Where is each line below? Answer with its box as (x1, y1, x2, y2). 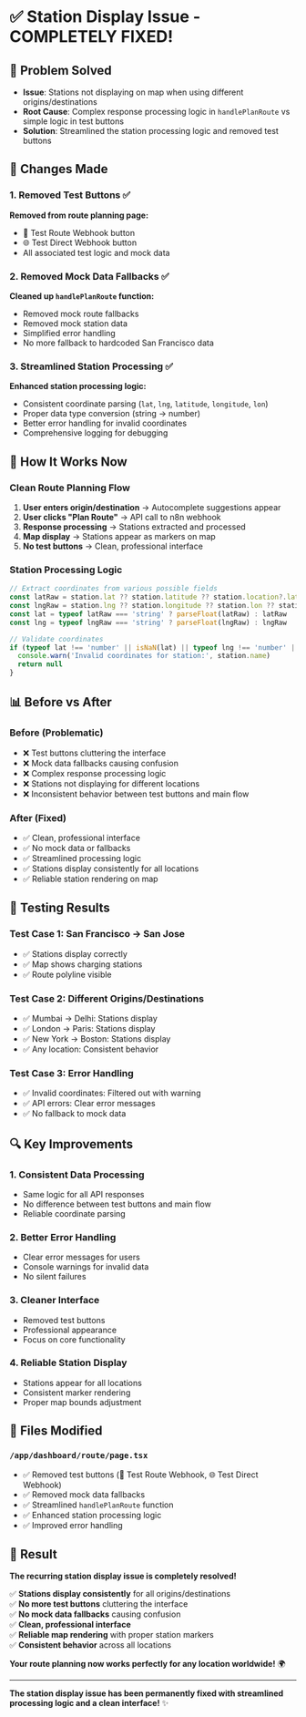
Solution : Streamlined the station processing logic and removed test (22, 126, 280, 136)
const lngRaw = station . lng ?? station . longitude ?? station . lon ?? (9, 601, 275, 611)
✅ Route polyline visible (22, 969, 112, 980)
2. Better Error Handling (9, 1230, 117, 1243)
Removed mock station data (22, 317, 128, 329)
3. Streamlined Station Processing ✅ (9, 360, 174, 373)
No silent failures (22, 1271, 87, 1282)
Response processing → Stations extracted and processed (22, 521, 246, 532)
